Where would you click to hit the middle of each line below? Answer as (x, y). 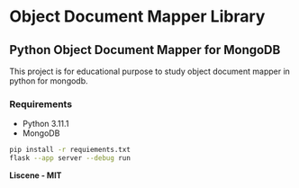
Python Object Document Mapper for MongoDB (145, 50)
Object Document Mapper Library (137, 17)
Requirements (41, 103)
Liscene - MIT (36, 175)
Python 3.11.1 (45, 124)
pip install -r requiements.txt (70, 150)
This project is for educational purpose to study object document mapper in (150, 71)
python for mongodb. (49, 81)
